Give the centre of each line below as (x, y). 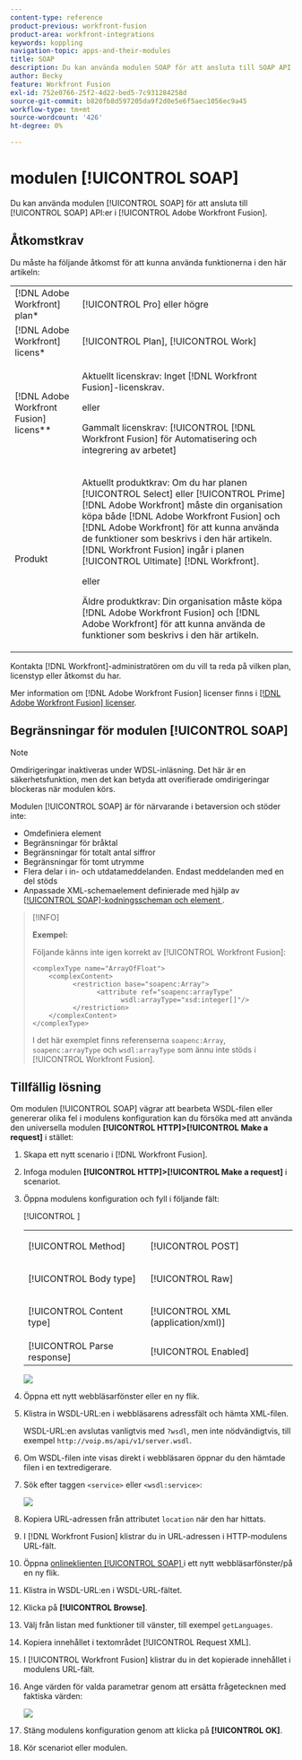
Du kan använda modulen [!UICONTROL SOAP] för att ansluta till (129, 203)
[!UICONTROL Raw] (192, 1279)
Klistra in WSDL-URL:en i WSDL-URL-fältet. (103, 1590)
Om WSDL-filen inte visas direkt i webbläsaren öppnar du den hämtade (154, 1458)
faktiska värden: (53, 1696)
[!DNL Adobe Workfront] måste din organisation (182, 505)
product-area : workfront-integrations (82, 34)
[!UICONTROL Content (75, 1311)
